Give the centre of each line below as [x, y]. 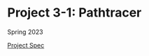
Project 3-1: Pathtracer [74, 13]
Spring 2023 [25, 32]
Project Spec [26, 45]
